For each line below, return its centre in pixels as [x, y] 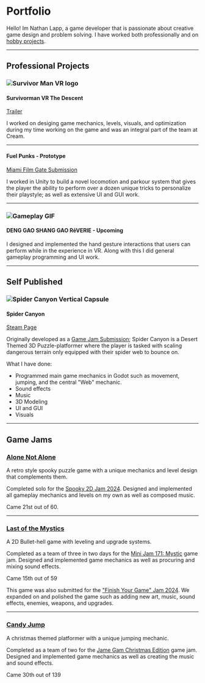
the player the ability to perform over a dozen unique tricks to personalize [99, 188]
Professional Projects [48, 66]
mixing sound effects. [34, 566]
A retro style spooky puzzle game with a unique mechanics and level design [102, 470]
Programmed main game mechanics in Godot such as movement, [97, 376]
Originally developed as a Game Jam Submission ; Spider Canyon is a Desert [102, 339]
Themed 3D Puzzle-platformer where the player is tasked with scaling [94, 345]
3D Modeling [31, 402]
